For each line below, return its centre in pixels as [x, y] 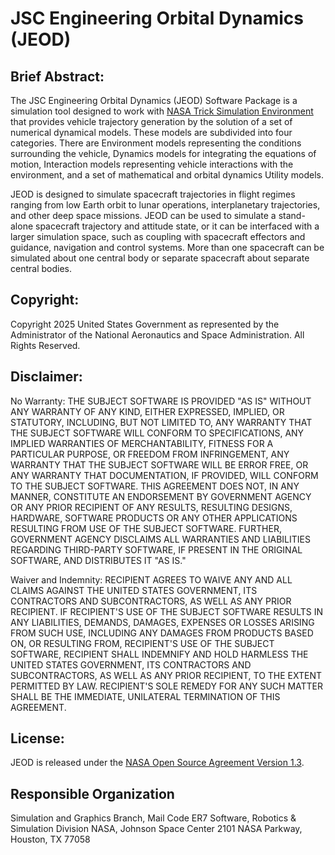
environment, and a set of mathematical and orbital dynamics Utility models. [167, 175]
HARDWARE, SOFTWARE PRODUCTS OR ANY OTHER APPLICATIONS [154, 518]
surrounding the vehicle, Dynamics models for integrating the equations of [163, 153]
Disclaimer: [46, 377]
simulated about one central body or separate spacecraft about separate [160, 258]
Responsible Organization [92, 793]
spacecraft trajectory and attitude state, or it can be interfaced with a [177, 226]
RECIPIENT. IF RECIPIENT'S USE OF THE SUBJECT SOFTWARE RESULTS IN [167, 611]
